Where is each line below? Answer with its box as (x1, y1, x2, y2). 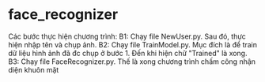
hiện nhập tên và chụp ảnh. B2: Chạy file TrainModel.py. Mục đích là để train (8, 39, 258, 49)
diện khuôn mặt (8, 65, 59, 74)
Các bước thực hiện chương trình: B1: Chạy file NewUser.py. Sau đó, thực (8, 32, 247, 41)
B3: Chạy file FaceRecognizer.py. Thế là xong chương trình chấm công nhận (8, 57, 256, 66)
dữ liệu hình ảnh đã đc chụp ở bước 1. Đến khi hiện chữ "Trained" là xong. (8, 48, 248, 58)
